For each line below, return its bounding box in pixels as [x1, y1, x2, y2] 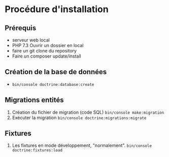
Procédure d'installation [5, 4, 109, 15]
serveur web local [12, 37, 50, 43]
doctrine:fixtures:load [12, 148, 63, 153]
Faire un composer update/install [12, 53, 82, 59]
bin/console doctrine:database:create [12, 82, 94, 87]
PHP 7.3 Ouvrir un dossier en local [12, 42, 84, 48]
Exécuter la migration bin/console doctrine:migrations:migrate [12, 115, 147, 121]
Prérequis [5, 24, 37, 32]
